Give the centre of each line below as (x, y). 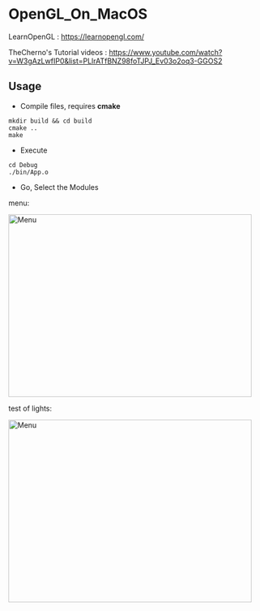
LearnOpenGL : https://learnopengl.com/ (76, 37)
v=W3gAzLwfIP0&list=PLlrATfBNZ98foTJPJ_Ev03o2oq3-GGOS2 (115, 61)
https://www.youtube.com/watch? (166, 52)
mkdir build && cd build (50, 121)
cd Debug (23, 165)
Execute (34, 150)
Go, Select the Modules (59, 187)
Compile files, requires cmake (70, 105)
